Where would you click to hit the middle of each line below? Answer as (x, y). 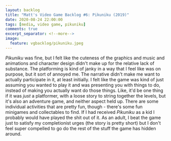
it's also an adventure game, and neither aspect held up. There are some (82, 101)
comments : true (22, 29)
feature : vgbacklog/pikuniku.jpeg (47, 43)
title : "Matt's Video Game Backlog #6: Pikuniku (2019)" (67, 15)
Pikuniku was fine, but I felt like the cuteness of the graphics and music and (85, 58)
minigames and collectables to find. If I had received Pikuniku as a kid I (80, 112)
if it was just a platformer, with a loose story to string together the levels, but (85, 96)
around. (14, 134)
